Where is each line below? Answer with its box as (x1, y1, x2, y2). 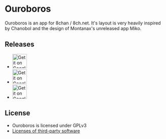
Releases (5, 40, 35, 49)
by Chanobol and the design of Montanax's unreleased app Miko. (5, 25, 142, 31)
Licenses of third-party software (12, 128, 80, 134)
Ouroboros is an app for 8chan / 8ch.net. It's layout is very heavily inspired (5, 20, 161, 26)
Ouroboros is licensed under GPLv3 (12, 122, 87, 128)
